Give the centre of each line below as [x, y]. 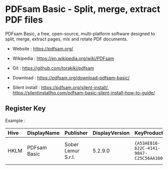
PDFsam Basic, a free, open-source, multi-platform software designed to [80, 33]
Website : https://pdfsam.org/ [43, 48]
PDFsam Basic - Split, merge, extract [83, 9]
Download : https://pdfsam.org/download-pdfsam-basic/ [71, 77]
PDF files [24, 20]
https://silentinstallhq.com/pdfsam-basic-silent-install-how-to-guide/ [83, 92]
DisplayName [43, 132]
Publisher [76, 132]
